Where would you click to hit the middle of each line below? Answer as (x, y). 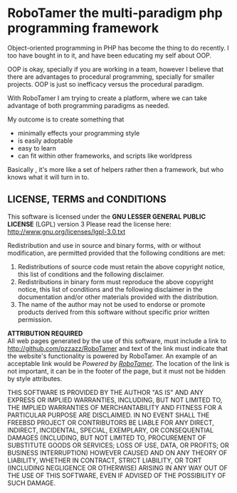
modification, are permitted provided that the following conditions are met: (116, 253)
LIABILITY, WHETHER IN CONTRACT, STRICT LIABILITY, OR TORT (105, 460)
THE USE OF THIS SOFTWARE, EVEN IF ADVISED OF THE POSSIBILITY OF (117, 475)
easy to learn (37, 148)
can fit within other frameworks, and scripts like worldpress (105, 156)
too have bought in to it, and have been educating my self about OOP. (110, 55)
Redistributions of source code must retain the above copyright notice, (121, 266)
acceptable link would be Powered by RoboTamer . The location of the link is (118, 363)
